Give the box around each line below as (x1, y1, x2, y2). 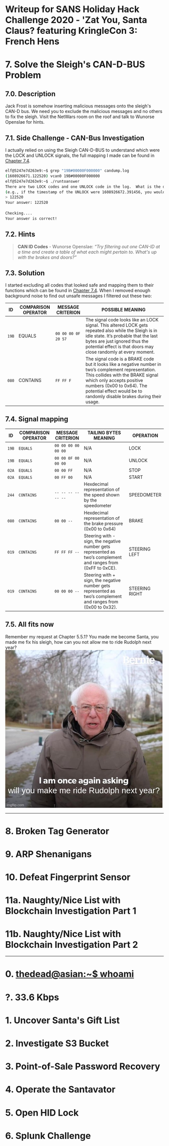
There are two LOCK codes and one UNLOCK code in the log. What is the (5, 184, 161, 189)
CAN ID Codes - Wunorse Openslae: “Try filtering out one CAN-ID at (17, 243, 160, 249)
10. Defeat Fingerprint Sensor (5, 871, 131, 883)
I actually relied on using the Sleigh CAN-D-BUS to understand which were (5, 147, 160, 153)
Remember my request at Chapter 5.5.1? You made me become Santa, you (5, 633, 159, 639)
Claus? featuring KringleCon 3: (5, 25, 138, 36)
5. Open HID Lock (5, 1107, 79, 1118)
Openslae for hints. (5, 119, 45, 125)
